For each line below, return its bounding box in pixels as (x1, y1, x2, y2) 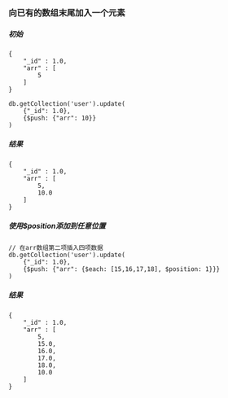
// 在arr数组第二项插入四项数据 (8, 243, 103, 251)
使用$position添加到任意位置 (8, 221, 106, 231)
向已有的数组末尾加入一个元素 (8, 7, 126, 18)
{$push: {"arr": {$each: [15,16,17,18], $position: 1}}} (23, 265, 221, 273)
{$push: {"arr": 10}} (23, 114, 96, 122)
